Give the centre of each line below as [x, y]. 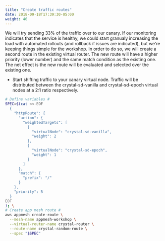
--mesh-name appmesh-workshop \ [43, 220]
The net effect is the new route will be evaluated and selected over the [77, 65]
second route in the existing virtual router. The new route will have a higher [82, 54]
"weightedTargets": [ [45, 122]
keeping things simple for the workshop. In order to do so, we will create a [81, 49]
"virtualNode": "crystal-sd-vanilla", [72, 132]
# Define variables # [27, 99]
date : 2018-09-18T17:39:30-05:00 [40, 14]
